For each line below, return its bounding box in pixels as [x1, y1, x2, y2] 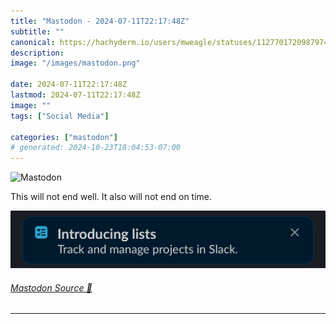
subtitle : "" [10, 26, 65, 37]
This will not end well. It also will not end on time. [10, 191, 213, 203]
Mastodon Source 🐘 [10, 281, 93, 294]
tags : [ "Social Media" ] [10, 111, 110, 121]
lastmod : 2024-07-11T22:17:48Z [10, 90, 141, 100]
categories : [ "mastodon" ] [10, 132, 118, 142]
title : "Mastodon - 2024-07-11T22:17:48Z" [10, 16, 190, 26]
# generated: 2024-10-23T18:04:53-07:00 [10, 143, 182, 153]
